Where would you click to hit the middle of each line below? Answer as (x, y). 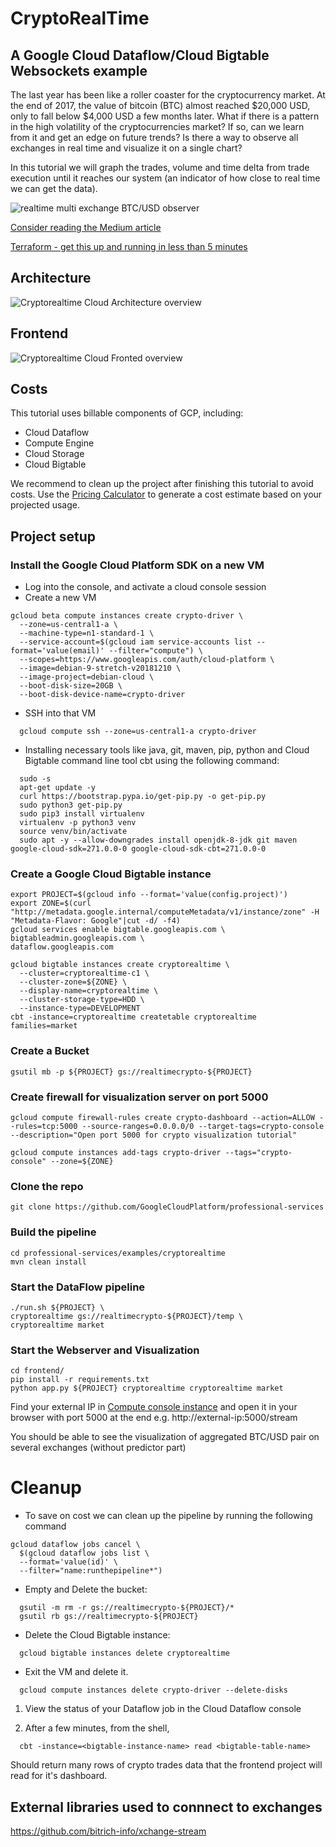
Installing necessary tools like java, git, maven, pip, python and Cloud (167, 750)
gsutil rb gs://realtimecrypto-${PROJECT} (109, 1617)
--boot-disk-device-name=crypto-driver (102, 695)
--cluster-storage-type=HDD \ (82, 1000)
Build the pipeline (53, 1232)
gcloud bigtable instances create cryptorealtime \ (120, 965)
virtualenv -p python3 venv (78, 823)
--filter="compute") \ (155, 651)
